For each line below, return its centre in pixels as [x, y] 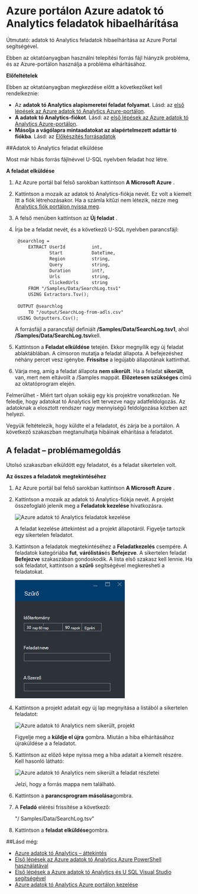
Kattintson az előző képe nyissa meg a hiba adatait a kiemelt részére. [99, 755]
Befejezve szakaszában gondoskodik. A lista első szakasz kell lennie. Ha [103, 559]
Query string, [80, 265]
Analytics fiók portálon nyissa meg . [57, 206]
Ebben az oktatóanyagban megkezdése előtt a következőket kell [84, 87]
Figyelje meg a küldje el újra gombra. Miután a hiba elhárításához [94, 737]
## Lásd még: [22, 841]
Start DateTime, [82, 253]
